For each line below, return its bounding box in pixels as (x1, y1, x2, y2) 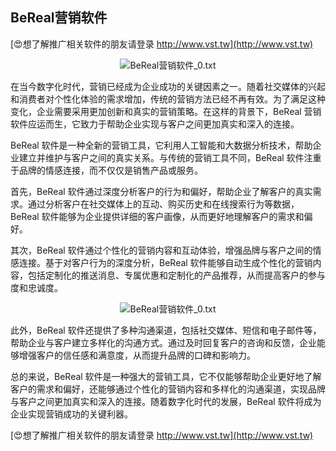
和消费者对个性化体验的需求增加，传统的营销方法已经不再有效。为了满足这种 (10, 93, 326, 105)
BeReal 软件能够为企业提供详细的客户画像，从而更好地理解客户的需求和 (10, 210, 305, 222)
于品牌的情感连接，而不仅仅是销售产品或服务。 (10, 164, 203, 176)
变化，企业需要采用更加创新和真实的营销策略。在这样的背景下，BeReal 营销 (10, 105, 322, 117)
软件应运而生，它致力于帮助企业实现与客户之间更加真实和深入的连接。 (10, 118, 300, 130)
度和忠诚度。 (10, 281, 63, 293)
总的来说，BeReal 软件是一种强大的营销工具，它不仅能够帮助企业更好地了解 (10, 370, 322, 382)
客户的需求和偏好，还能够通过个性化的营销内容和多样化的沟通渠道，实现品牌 (10, 383, 326, 395)
